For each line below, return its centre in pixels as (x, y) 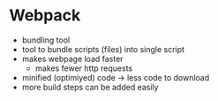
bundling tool (46, 40)
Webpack (45, 16)
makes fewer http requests (84, 68)
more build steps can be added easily (90, 87)
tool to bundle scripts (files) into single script (103, 49)
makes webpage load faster (72, 58)
